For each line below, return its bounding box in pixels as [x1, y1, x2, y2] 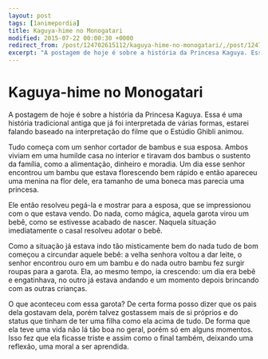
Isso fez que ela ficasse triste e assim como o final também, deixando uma [8, 333, 254, 342]
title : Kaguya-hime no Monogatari [8, 26, 124, 34]
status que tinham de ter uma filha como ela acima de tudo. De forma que [8, 316, 250, 325]
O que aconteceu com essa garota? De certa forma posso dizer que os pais [8, 299, 257, 309]
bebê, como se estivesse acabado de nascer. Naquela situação [8, 217, 217, 226]
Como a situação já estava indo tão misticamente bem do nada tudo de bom [8, 241, 259, 250]
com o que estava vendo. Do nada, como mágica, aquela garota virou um [8, 209, 250, 218]
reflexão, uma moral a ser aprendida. [8, 341, 129, 351]
